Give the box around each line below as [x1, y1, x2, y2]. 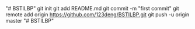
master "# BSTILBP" [5, 17, 54, 24]
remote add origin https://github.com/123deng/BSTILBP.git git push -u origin [5, 11, 190, 18]
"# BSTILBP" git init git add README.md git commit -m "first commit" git [5, 5, 179, 12]
